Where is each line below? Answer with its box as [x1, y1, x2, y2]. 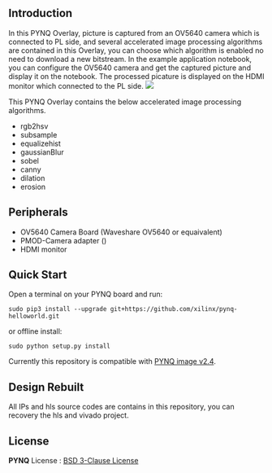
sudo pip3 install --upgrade [8, 305, 107, 313]
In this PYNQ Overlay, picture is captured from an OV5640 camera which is [8, 28, 260, 37]
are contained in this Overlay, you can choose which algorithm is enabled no [8, 45, 264, 55]
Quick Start [8, 268, 67, 282]
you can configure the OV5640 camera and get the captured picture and [8, 63, 252, 72]
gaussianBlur [19, 147, 64, 157]
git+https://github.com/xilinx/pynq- [110, 305, 238, 313]
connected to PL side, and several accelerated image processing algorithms [8, 37, 263, 46]
